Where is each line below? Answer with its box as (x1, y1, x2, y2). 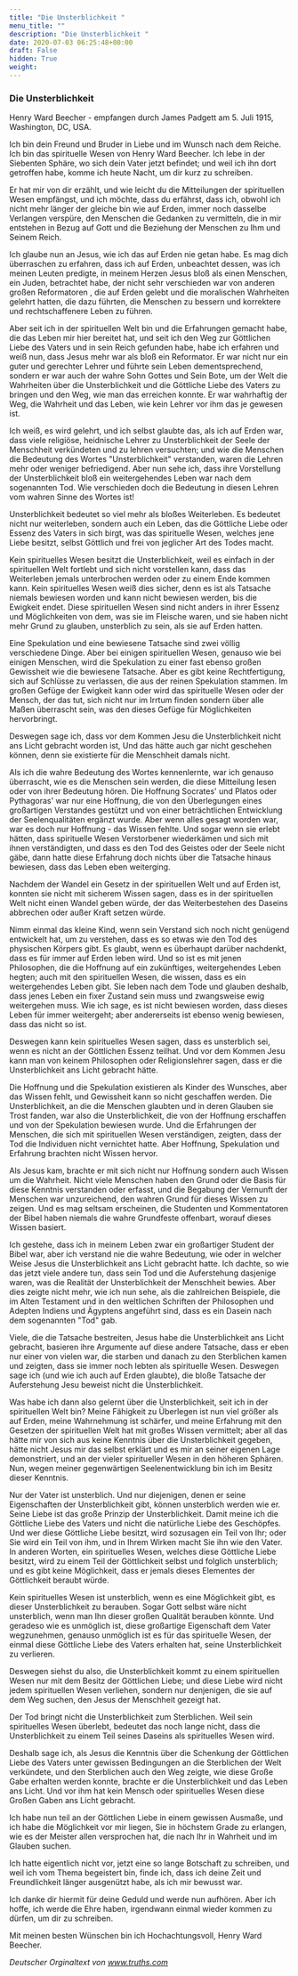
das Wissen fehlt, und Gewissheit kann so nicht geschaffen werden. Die (9, 1091, 273, 1102)
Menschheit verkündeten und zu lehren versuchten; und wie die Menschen (9, 444, 285, 455)
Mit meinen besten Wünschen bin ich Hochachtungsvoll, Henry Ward (9, 1931, 262, 1941)
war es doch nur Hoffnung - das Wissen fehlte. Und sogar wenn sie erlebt (9, 824, 280, 835)
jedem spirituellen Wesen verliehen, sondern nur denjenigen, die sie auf (9, 1685, 273, 1696)
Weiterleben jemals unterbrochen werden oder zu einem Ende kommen (9, 573, 270, 584)
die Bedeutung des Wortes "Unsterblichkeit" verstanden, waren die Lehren (9, 454, 284, 465)
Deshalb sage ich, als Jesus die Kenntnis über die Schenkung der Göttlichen (9, 1748, 289, 1759)
